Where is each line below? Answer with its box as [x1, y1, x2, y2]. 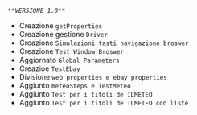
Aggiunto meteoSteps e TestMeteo [18, 80, 131, 90]
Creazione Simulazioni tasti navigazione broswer [18, 38, 189, 47]
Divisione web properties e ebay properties [18, 72, 168, 81]
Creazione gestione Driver [18, 30, 108, 39]
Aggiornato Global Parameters [18, 55, 120, 64]
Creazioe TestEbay [18, 64, 81, 73]
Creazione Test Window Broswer [18, 47, 125, 55]
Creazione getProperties [18, 21, 103, 31]
